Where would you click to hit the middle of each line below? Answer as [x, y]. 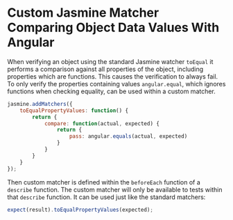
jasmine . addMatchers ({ [40, 104]
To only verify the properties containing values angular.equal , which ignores [116, 84]
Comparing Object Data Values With [113, 28]
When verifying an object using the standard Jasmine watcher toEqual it [110, 61]
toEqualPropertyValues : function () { [74, 110]
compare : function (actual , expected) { [102, 123]
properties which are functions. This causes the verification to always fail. [113, 76]
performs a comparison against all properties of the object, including [105, 69]
